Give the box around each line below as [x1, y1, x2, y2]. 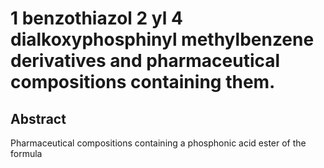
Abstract [10, 110, 67, 127]
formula [10, 148, 43, 159]
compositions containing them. [10, 71, 276, 94]
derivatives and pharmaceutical [10, 50, 281, 72]
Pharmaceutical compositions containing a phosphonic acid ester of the [10, 137, 307, 149]
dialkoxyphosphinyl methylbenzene [10, 28, 315, 51]
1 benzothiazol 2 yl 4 [10, 7, 183, 30]
